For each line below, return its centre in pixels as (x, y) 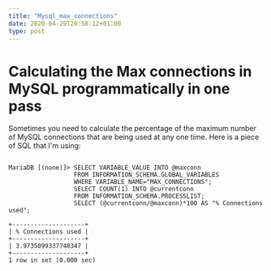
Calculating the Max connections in (130, 71)
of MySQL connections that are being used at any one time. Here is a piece (134, 137)
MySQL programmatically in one (119, 88)
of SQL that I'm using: (45, 146)
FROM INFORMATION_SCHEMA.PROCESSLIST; (139, 196)
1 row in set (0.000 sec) (52, 260)
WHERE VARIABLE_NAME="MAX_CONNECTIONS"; (143, 182)
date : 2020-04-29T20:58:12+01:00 (65, 24)
